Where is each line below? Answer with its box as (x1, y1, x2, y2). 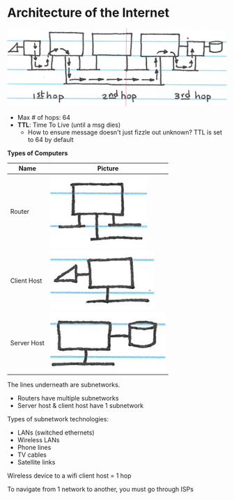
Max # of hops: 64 (17, 113, 71, 121)
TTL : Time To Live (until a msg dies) (17, 120, 120, 129)
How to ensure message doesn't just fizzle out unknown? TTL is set (27, 127, 223, 136)
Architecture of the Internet (7, 5, 169, 21)
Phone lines (17, 444, 52, 452)
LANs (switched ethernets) (17, 428, 95, 437)
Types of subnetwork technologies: (7, 415, 109, 423)
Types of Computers (7, 148, 68, 157)
